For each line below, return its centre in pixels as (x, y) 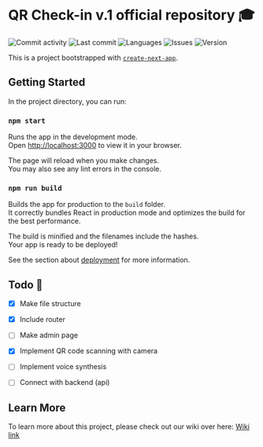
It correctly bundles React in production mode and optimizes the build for (127, 212)
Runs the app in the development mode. (73, 137)
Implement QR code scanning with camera (89, 351)
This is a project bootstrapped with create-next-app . (93, 57)
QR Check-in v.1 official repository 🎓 (131, 15)
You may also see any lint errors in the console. (85, 169)
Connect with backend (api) (65, 382)
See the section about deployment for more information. (99, 260)
